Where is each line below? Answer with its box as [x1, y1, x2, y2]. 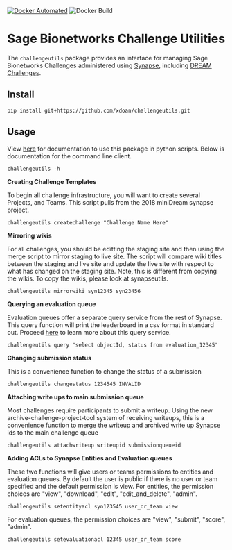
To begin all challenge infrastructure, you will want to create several [7, 191, 201, 199]
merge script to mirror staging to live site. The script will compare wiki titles [7, 252, 222, 260]
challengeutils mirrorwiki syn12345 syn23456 [7, 287, 141, 294]
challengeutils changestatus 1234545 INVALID [7, 381, 141, 387]
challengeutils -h [7, 165, 60, 172]
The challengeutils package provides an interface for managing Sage [7, 53, 208, 62]
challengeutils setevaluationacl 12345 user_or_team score [7, 535, 181, 543]
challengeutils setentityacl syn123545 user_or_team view [7, 503, 178, 510]
